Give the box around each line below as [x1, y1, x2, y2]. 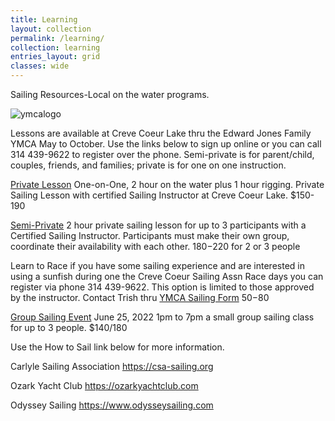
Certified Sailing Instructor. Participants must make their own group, [10, 230, 290, 241]
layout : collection [10, 24, 92, 34]
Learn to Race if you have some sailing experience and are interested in [10, 260, 305, 271]
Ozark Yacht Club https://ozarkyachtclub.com [10, 380, 199, 391]
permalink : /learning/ [10, 33, 105, 43]
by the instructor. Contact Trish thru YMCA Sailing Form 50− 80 [10, 292, 270, 303]
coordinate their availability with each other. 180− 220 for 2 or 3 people [10, 241, 301, 252]
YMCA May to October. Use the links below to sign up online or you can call [10, 138, 322, 150]
